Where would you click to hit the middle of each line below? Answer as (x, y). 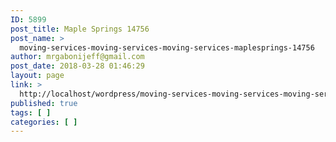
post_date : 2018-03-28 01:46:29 (77, 66)
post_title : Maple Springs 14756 (80, 29)
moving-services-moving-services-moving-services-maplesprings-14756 (167, 47)
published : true (44, 103)
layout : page (37, 76)
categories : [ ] (44, 122)
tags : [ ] (31, 112)
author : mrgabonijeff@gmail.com (77, 57)
